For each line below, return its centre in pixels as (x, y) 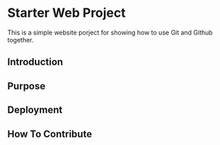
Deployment (35, 110)
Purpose (27, 86)
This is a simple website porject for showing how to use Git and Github (110, 32)
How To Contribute (50, 134)
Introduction (35, 62)
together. (21, 39)
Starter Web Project (66, 13)
